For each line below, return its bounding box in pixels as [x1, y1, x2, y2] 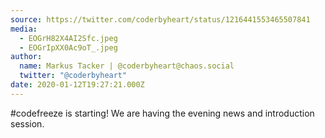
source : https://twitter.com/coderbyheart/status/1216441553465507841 [10, 14, 311, 25]
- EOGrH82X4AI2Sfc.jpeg [19, 33, 118, 43]
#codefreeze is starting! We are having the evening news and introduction [10, 107, 315, 119]
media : [10, 24, 38, 34]
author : [10, 52, 43, 62]
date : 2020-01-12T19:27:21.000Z [10, 80, 145, 90]
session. [10, 117, 45, 130]
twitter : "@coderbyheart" [19, 71, 128, 81]
